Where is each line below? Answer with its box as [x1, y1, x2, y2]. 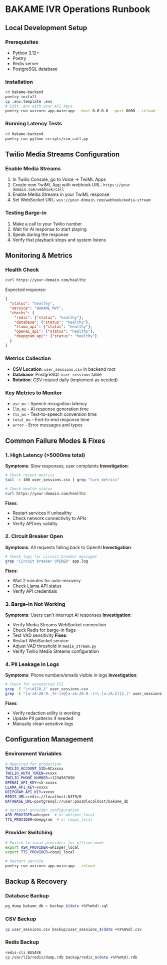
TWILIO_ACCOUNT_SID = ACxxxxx [5, 766, 64, 771]
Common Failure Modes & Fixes [5, 436, 105, 445]
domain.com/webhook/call [12, 187, 64, 192]
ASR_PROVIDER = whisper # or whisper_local [5, 813, 95, 818]
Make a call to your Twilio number [12, 220, 82, 226]
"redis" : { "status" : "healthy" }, [14, 315, 84, 320]
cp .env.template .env [5, 99, 52, 104]
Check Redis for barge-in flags [12, 627, 76, 633]
